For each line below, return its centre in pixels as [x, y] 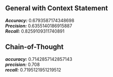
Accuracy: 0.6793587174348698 [40, 20]
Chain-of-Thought [34, 47]
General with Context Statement [56, 8]
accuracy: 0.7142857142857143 [39, 59]
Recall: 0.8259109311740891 [35, 31]
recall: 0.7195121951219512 [33, 69]
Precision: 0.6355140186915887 [39, 26]
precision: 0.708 [23, 64]
